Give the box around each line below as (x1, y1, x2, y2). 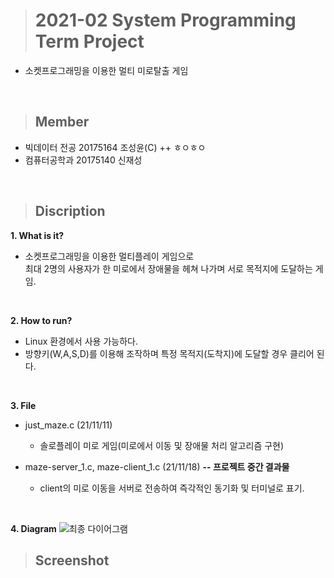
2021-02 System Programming (34, 9, 297, 32)
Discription (34, 203, 106, 220)
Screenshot (34, 552, 110, 569)
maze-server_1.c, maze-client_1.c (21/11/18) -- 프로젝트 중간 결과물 (24, 460, 290, 473)
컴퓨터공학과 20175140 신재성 (24, 154, 143, 166)
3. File (10, 399, 37, 411)
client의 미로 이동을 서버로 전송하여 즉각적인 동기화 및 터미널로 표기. (39, 482, 305, 494)
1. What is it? (10, 229, 65, 241)
